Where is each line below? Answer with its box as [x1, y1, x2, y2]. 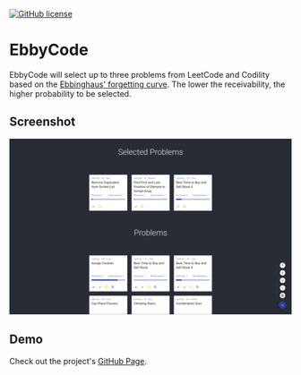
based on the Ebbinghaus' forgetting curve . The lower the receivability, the [9, 79, 286, 89]
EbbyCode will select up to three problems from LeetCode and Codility [9, 69, 271, 80]
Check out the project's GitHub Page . [9, 355, 148, 366]
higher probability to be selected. [9, 88, 132, 98]
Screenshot [9, 115, 76, 130]
